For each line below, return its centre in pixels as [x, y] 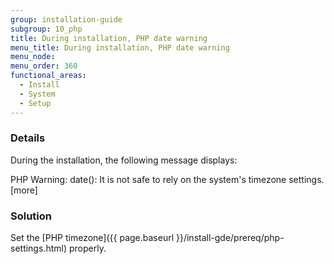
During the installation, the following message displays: [124, 160]
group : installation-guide [66, 19]
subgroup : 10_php [46, 29]
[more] [24, 190]
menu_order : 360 [44, 66]
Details [28, 138]
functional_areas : [48, 76]
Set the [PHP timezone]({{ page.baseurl [92, 238]
